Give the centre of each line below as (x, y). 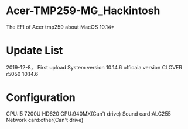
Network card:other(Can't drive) (45, 120)
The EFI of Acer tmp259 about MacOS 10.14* (60, 27)
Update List (35, 50)
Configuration (41, 98)
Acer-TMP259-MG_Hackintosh (83, 11)
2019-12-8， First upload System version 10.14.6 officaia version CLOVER (94, 67)
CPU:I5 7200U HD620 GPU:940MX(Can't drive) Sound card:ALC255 (89, 114)
